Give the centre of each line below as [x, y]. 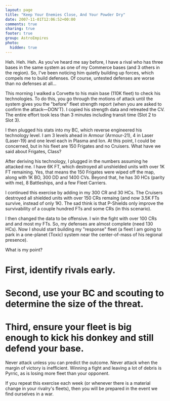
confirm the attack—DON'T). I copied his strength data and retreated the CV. [85, 109]
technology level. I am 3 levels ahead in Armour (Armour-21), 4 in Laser [79, 135]
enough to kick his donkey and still [79, 338]
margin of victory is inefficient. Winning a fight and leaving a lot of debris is [83, 368]
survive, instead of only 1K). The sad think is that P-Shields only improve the [84, 203]
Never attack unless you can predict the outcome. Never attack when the [81, 363]
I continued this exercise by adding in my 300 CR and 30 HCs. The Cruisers [84, 192]
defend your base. [45, 349]
